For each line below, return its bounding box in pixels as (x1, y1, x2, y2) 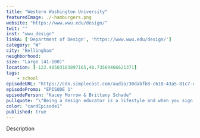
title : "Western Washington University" (6, 8, 108, 15)
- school (17, 75, 39, 81)
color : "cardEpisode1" (6, 103, 62, 109)
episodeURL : (6, 81, 36, 87)
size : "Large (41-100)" (6, 59, 65, 65)
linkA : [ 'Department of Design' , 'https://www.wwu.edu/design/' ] (6, 36, 171, 42)
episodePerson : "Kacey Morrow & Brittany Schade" (6, 92, 132, 98)
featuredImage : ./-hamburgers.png (6, 14, 92, 20)
